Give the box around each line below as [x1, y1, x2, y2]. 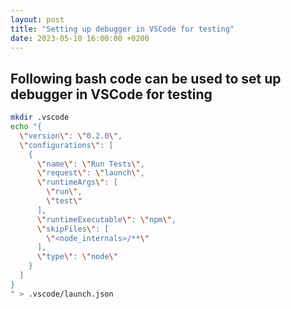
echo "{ [10, 122, 43, 132]
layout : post [10, 14, 65, 25]
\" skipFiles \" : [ [36, 224, 110, 234]
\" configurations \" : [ [19, 140, 114, 150]
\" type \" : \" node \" [36, 252, 118, 262]
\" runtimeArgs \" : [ [36, 177, 118, 188]
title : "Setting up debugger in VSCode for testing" [10, 24, 235, 34]
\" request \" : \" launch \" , [36, 168, 145, 178]
